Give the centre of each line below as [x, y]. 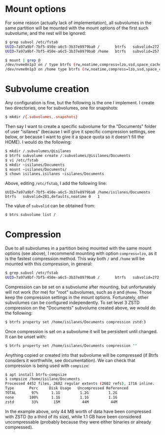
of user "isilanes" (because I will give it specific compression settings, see [80, 132]
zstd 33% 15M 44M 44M [61, 402]
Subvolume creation [47, 89]
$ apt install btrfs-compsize [36, 374]
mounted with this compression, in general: [49, 264]
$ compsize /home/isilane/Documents [42, 379]
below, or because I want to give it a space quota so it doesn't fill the [74, 137]
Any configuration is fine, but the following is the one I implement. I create [80, 103]
